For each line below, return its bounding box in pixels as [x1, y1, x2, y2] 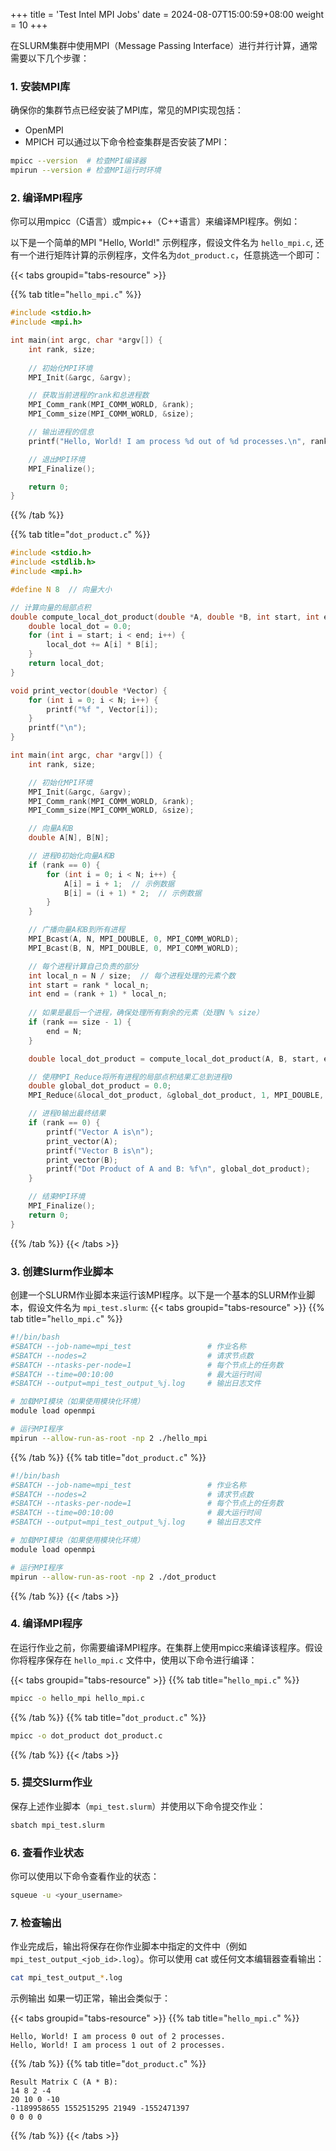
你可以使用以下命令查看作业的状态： [10, 1870, 160, 1883]
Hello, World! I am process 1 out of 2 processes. [10, 2040, 226, 2051]
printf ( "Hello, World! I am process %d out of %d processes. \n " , [28, 436, 307, 446]
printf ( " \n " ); [28, 723, 87, 733]
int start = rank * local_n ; [28, 980, 150, 990]
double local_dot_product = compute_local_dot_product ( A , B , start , [28, 1054, 320, 1064]
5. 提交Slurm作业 [10, 1775, 93, 1789]
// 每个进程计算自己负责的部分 [28, 961, 139, 971]
